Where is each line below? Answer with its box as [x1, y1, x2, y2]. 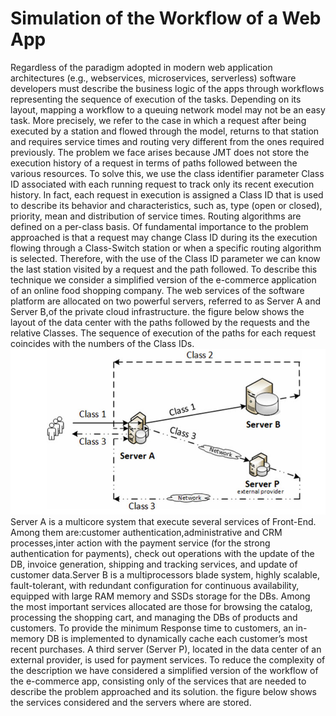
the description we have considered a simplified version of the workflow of [10, 665, 319, 677]
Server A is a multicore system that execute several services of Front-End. [10, 516, 317, 528]
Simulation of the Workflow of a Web [10, 7, 322, 30]
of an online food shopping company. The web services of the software [10, 284, 305, 296]
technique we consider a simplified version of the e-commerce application [10, 273, 317, 286]
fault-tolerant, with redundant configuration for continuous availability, [10, 580, 300, 592]
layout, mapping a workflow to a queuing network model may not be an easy [10, 103, 326, 116]
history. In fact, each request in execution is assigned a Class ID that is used [10, 188, 324, 201]
